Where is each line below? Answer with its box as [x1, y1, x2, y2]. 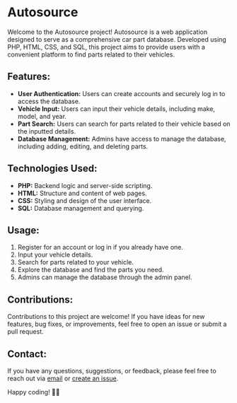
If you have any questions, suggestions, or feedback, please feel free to [7, 367, 217, 375]
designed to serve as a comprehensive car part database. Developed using [7, 35, 226, 43]
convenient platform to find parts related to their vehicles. [7, 50, 175, 59]
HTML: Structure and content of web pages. [17, 189, 147, 197]
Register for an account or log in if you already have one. [17, 243, 184, 252]
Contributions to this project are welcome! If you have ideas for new [7, 313, 205, 321]
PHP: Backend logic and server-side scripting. [17, 181, 153, 189]
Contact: [7, 348, 47, 360]
